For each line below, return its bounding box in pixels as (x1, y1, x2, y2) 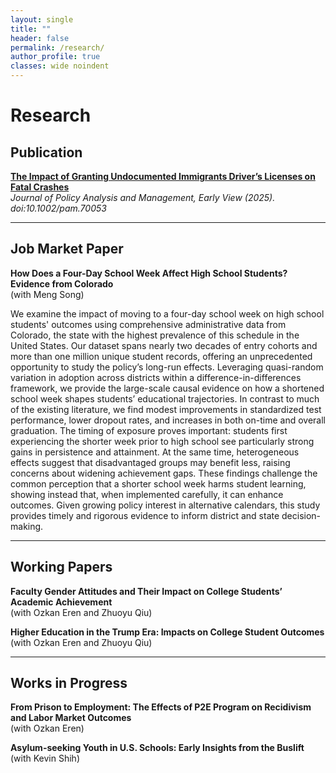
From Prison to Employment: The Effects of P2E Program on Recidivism (10, 701, 312, 713)
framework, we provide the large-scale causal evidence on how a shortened (10, 382, 325, 394)
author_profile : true (10, 52, 101, 62)
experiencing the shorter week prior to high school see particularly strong (10, 435, 315, 447)
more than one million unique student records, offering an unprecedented (10, 350, 313, 362)
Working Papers (10, 559, 113, 576)
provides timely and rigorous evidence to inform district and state (10, 509, 280, 521)
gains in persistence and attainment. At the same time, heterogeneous (10, 446, 300, 458)
